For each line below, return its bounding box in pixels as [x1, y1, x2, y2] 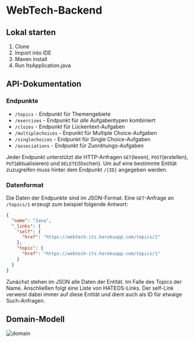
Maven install [14, 56, 47, 62]
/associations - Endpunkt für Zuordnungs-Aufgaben [14, 142, 144, 149]
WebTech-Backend [6, 4, 103, 17]
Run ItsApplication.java [14, 62, 71, 69]
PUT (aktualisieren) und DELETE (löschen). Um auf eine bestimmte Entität [6, 160, 177, 167]
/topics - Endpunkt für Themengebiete [14, 110, 111, 118]
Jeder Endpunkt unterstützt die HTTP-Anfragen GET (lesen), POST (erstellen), [6, 153, 189, 160]
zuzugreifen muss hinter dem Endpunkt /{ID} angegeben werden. [6, 166, 168, 173]
